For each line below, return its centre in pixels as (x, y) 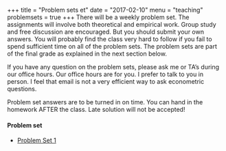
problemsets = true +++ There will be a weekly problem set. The (98, 17)
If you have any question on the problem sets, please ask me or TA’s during (113, 67)
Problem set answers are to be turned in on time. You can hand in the (105, 102)
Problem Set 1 (36, 141)
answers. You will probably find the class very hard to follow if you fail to (110, 39)
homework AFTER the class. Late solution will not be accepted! (96, 109)
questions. (22, 89)
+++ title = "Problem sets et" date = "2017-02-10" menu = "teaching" (105, 10)
